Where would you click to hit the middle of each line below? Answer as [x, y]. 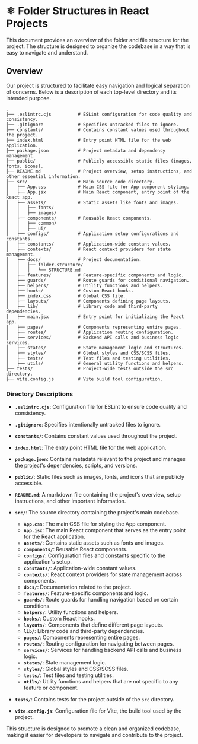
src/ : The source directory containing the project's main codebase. [97, 513]
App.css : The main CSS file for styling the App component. [95, 524]
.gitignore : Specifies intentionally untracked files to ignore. [88, 425]
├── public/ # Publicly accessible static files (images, [99, 161]
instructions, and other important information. [70, 501]
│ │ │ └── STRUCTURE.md [44, 270]
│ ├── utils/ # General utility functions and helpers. [95, 363]
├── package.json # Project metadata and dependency [86, 150]
